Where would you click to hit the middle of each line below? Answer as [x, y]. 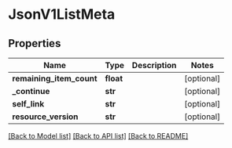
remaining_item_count [55, 78]
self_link [28, 104]
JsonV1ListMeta [62, 14]
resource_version [45, 117]
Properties [35, 43]
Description [154, 65]
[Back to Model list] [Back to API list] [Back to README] [98, 136]
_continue [31, 91]
